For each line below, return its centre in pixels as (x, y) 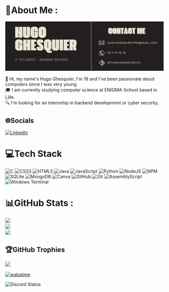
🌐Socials (20, 120)
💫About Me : (32, 10)
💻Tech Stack (34, 154)
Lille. (10, 97)
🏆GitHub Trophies (35, 250)
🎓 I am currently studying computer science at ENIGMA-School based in (81, 90)
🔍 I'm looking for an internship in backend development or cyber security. (82, 103)
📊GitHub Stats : (39, 203)
